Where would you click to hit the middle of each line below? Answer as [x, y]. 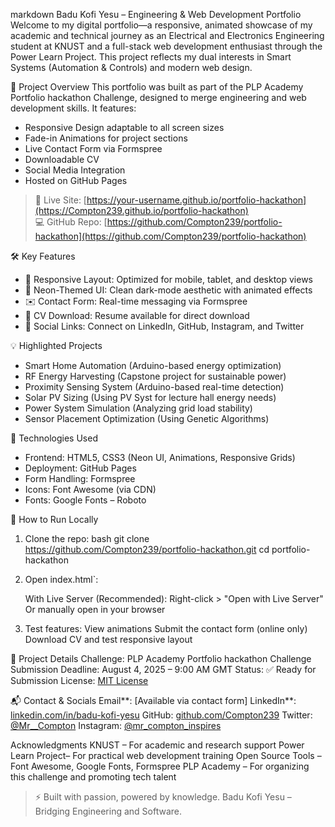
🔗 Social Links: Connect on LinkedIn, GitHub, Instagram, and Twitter [164, 326]
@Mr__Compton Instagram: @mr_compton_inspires [116, 725]
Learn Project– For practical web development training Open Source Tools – [166, 755]
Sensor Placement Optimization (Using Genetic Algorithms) [147, 418]
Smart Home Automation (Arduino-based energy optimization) [153, 365]
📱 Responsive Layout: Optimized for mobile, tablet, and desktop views [168, 279]
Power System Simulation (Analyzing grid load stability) [138, 408]
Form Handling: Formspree [80, 478]
